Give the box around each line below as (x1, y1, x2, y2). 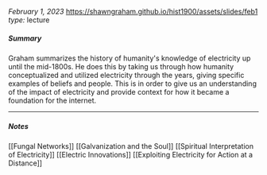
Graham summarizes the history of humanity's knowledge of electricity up (8, 53, 251, 63)
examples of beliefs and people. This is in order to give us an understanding (8, 79, 257, 88)
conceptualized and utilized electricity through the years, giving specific (8, 70, 245, 80)
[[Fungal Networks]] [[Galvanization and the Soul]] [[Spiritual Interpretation (8, 141, 254, 150)
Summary (8, 33, 42, 43)
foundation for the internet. (8, 95, 97, 105)
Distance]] (8, 158, 42, 168)
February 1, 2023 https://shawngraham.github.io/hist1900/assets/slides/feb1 (8, 7, 258, 16)
